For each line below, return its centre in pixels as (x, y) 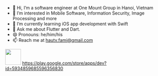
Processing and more (34, 18)
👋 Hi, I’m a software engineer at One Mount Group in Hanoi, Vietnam (83, 8)
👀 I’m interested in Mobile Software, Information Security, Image (78, 13)
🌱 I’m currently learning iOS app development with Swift (70, 24)
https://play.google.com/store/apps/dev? (64, 63)
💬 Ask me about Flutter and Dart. (46, 29)
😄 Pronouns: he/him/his (37, 34)
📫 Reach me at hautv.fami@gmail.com (53, 40)
